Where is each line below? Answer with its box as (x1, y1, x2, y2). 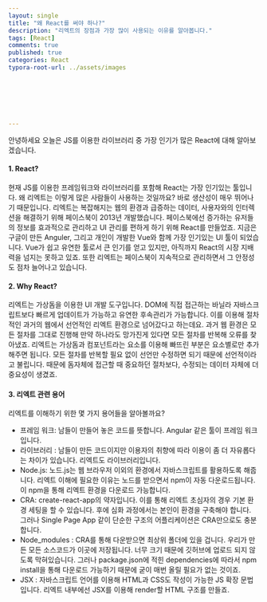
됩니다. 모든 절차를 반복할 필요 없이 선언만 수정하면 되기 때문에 (29, 350, 223, 360)
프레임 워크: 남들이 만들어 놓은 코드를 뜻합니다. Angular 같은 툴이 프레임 (19, 426, 243, 435)
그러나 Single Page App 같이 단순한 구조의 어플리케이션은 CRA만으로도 (19, 515, 242, 525)
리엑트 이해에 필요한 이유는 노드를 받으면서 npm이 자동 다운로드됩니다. (37, 475, 256, 485)
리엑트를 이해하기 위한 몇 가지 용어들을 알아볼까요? (8, 408, 166, 419)
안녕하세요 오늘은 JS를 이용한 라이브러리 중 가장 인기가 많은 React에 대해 (8, 135, 235, 144)
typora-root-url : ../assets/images (8, 64, 127, 72)
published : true (8, 49, 62, 57)
